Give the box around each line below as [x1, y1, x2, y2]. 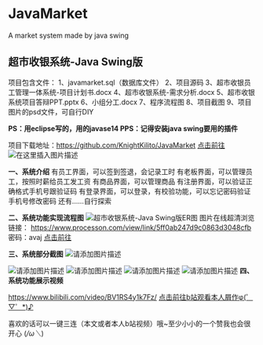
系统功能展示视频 [8, 275, 64, 285]
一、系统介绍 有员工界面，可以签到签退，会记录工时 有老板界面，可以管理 [8, 166, 246, 176]
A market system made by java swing [8, 31, 130, 40]
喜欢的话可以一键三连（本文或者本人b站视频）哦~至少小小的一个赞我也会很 [8, 318, 251, 328]
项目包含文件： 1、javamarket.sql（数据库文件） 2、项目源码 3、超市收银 [8, 78, 245, 87]
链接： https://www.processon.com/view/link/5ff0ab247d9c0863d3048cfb [8, 223, 252, 232]
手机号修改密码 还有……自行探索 [8, 196, 112, 205]
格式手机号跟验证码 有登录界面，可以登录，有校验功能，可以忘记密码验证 [14, 186, 251, 196]
